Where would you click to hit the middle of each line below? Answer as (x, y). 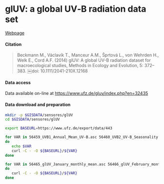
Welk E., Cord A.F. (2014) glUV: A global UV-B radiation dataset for (84, 60)
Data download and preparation (38, 104)
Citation (13, 44)
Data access (18, 82)
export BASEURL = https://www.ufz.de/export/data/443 (59, 128)
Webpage (15, 33)
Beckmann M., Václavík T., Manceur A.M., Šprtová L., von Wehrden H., (88, 55)
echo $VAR (21, 146)
